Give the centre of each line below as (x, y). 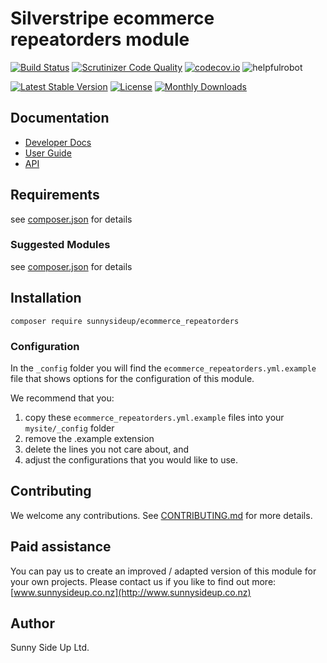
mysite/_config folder (69, 428)
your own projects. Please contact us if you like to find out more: (143, 581)
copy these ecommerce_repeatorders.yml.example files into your (154, 417)
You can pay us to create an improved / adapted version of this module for (163, 571)
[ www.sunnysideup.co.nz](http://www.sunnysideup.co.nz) (131, 592)
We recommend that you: (62, 398)
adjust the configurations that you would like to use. (131, 459)
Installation (46, 298)
